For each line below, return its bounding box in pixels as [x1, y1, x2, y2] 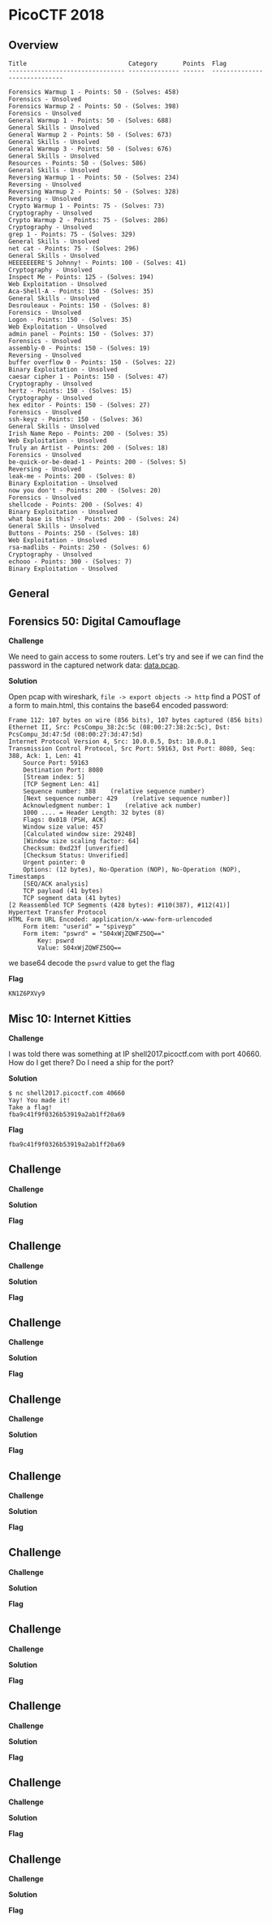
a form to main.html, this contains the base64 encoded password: [8, 701, 229, 711]
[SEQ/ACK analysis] [23, 880, 89, 888]
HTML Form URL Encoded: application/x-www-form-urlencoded [8, 916, 213, 924]
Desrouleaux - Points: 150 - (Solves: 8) [8, 302, 151, 310]
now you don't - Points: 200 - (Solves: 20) [8, 486, 162, 494]
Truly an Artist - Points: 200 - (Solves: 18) [8, 444, 169, 452]
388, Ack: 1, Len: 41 [8, 752, 82, 760]
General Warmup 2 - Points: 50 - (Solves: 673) [8, 131, 173, 139]
